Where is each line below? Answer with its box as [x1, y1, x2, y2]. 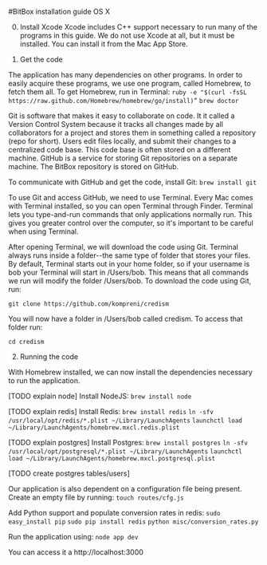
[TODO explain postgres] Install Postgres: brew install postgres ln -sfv [8, 438, 249, 447]
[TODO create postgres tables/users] [8, 468, 130, 478]
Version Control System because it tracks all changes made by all [8, 120, 223, 128]
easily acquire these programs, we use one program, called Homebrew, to [8, 79, 251, 88]
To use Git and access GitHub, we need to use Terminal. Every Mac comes [8, 193, 253, 202]
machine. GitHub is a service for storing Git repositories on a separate [8, 153, 238, 163]
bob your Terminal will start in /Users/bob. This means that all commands [8, 267, 249, 277]
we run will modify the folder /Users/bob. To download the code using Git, [8, 276, 252, 286]
